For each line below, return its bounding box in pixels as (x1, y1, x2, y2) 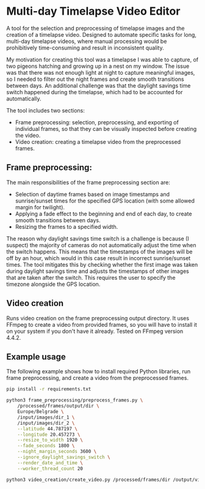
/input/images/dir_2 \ (17, 420, 75, 426)
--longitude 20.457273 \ (17, 431, 81, 438)
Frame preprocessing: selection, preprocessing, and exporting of (15, 118, 179, 126)
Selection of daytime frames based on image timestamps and (15, 190, 170, 198)
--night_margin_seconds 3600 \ (17, 449, 97, 455)
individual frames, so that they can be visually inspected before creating (15, 125, 197, 132)
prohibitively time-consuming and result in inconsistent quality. (6, 44, 164, 51)
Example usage (6, 351, 66, 362)
